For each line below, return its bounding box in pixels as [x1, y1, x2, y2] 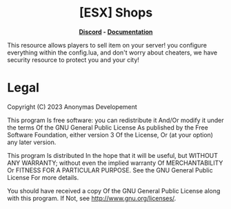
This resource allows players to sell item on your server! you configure [7, 41, 207, 49]
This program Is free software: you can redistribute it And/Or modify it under [7, 116, 224, 124]
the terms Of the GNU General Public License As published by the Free [7, 123, 208, 132]
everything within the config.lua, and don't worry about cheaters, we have [7, 48, 218, 57]
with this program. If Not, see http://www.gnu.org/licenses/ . [7, 194, 177, 202]
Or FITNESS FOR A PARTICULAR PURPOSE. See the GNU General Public [7, 166, 213, 174]
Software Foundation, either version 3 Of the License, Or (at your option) [7, 130, 214, 139]
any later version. [7, 138, 57, 146]
